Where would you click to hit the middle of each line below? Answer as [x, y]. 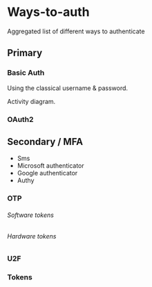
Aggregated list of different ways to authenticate [76, 31]
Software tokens [30, 215]
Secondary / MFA [45, 142]
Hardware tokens [32, 236]
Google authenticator [47, 173]
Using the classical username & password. [68, 88]
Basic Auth [26, 73]
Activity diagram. [31, 101]
